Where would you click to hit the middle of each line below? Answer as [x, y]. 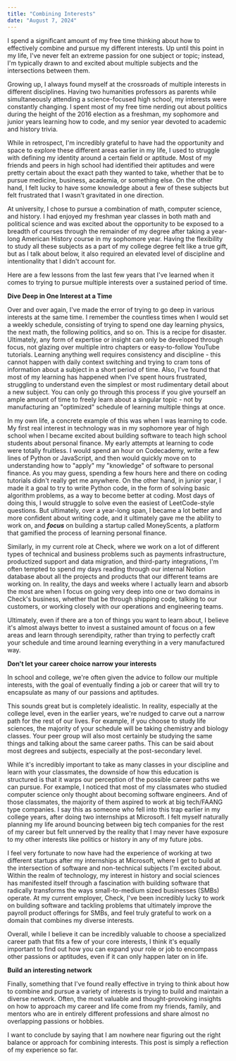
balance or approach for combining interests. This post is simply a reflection [118, 1042]
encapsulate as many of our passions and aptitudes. [83, 692]
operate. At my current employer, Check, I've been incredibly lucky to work [116, 898]
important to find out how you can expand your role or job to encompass [113, 949]
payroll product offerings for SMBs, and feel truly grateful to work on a [109, 912]
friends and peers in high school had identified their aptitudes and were [111, 165]
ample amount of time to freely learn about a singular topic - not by [105, 399]
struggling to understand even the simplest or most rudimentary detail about [118, 384]
